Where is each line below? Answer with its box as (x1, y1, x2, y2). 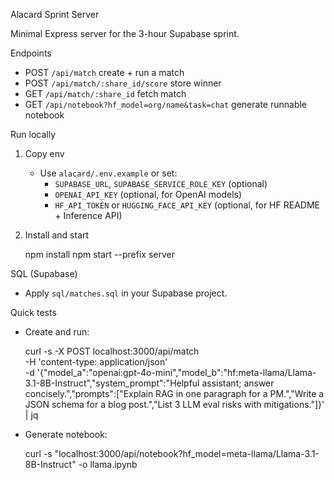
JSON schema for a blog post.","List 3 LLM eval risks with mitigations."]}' (24, 399, 325, 410)
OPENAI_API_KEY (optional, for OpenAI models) (54, 189, 243, 200)
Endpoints (10, 47, 52, 59)
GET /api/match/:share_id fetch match (24, 88, 187, 99)
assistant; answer (201, 377, 275, 389)
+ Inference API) (54, 210, 123, 221)
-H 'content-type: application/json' (24, 356, 168, 368)
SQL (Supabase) (10, 268, 78, 279)
